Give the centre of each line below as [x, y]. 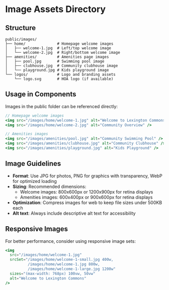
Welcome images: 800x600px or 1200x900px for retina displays [87, 191]
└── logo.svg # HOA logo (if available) [64, 79]
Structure [21, 28]
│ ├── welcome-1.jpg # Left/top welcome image [58, 48]
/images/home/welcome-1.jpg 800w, [64, 264]
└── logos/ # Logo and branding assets [60, 74]
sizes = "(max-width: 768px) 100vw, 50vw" [53, 273]
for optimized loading [34, 181]
